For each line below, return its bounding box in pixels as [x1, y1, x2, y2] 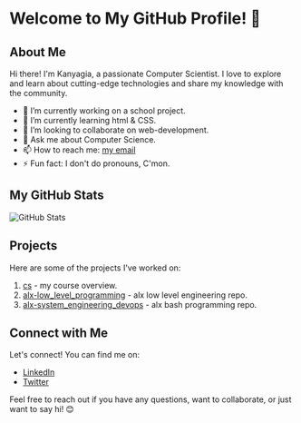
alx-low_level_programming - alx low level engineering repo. [22, 290, 248, 300]
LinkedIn [22, 367, 55, 378]
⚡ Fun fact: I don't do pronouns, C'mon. [22, 158, 170, 169]
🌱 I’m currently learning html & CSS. [22, 115, 157, 125]
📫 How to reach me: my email [22, 144, 136, 155]
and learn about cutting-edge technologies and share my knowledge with [9, 78, 284, 89]
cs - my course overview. [22, 280, 118, 290]
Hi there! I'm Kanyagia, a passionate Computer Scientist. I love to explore [9, 68, 282, 79]
